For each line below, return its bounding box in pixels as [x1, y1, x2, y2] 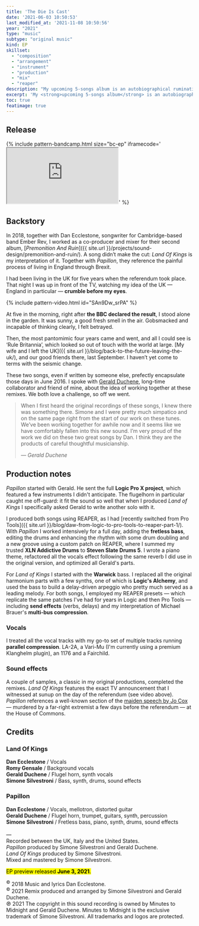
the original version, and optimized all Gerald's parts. [6, 559, 135, 566]
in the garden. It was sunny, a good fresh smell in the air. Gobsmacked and [6, 317, 188, 324]
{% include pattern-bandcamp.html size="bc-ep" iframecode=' [6, 140, 161, 147]
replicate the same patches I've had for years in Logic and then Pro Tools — [6, 596, 191, 603]
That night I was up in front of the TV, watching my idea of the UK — [6, 281, 173, 288]
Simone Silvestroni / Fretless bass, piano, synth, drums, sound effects [6, 818, 179, 825]
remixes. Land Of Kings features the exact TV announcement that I [6, 685, 169, 692]
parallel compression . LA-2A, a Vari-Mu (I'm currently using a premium [6, 644, 181, 651]
